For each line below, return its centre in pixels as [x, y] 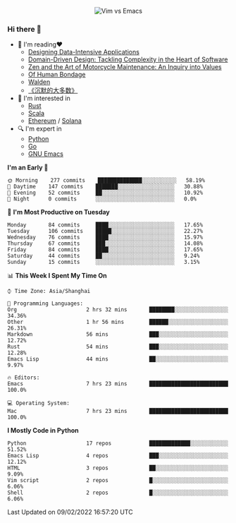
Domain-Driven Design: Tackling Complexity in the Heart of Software [128, 59]
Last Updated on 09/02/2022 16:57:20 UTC [70, 512]
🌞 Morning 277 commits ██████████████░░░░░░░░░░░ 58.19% [106, 181]
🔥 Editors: [24, 378]
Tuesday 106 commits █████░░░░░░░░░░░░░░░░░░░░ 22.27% [105, 232]
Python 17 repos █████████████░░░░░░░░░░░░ [118, 444]
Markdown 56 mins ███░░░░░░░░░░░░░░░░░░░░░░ [118, 335]
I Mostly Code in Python [43, 431]
